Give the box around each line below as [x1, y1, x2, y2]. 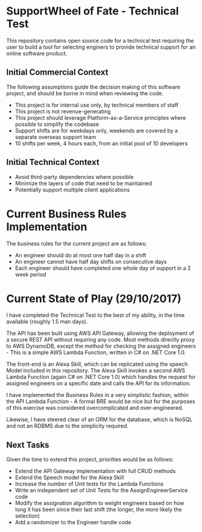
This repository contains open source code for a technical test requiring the [6, 37, 194, 44]
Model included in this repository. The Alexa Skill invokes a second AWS [6, 367, 186, 374]
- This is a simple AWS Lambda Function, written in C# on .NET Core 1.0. [6, 349, 186, 356]
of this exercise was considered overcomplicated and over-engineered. [6, 404, 184, 412]
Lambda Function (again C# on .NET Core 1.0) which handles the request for [6, 374, 196, 381]
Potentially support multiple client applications [14, 186, 130, 193]
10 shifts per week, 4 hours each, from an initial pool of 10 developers [14, 140, 188, 147]
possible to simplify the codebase [14, 120, 99, 128]
